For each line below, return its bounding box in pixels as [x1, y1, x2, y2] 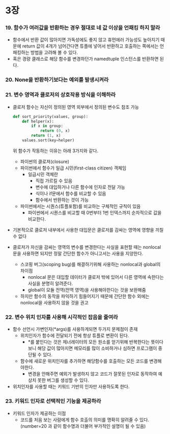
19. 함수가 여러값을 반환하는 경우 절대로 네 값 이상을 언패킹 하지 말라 [5, 24, 160, 31]
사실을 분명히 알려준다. [27, 280, 73, 286]
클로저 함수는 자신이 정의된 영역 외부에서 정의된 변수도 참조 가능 [12, 104, 139, 110]
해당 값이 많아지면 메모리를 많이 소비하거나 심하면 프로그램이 [37, 345, 157, 351]
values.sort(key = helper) [22, 138, 75, 143]
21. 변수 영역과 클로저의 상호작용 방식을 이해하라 [5, 91, 116, 99]
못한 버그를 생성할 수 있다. [37, 377, 89, 383]
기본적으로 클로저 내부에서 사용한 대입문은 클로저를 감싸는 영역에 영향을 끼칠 [12, 227, 164, 233]
